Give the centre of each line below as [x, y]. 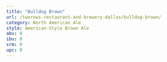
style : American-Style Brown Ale [48, 28]
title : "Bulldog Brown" [36, 12]
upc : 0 [14, 50]
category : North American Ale [44, 22]
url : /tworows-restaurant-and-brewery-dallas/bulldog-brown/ [84, 17]
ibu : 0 [14, 39]
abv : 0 [14, 34]
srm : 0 [14, 45]
